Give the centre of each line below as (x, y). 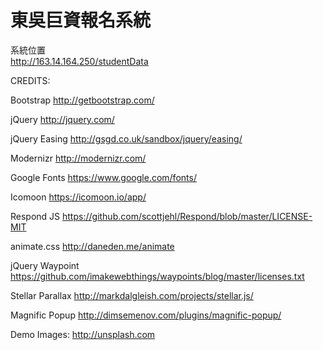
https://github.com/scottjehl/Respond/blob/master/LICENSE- (187, 216)
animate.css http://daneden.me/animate (92, 246)
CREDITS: (30, 80)
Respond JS (35, 216)
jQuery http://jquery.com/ (62, 119)
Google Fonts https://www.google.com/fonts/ (103, 177)
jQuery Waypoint (45, 265)
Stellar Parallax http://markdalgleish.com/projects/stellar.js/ (132, 295)
